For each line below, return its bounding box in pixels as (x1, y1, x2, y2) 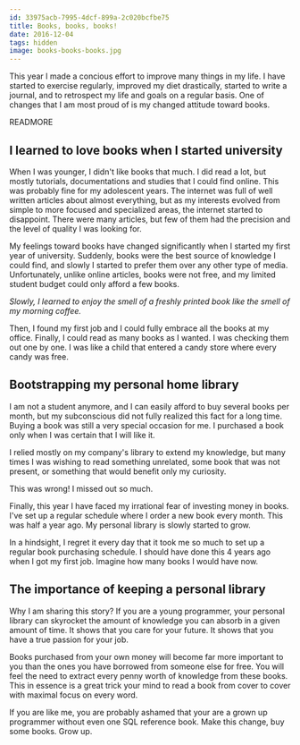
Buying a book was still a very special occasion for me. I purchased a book (9, 419, 284, 430)
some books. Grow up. (9, 725, 93, 736)
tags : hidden (9, 38, 58, 47)
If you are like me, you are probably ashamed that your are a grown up (9, 707, 268, 717)
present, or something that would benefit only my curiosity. (9, 466, 227, 477)
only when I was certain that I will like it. (9, 429, 155, 440)
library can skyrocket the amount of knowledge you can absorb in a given (9, 614, 280, 626)
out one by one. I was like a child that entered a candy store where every (9, 342, 277, 352)
